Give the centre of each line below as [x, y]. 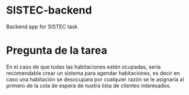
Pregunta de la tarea [57, 50]
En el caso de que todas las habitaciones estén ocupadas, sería [84, 67]
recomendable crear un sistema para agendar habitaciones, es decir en [93, 73]
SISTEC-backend [49, 10]
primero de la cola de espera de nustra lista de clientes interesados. [89, 86]
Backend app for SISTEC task [42, 27]
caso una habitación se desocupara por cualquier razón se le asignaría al [95, 79]
